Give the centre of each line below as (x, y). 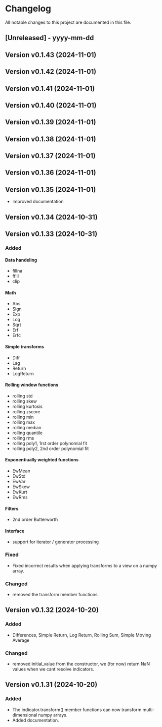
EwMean (21, 471)
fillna (17, 271)
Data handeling (21, 260)
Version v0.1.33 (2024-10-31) (51, 234)
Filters (12, 508)
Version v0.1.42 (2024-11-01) (51, 72)
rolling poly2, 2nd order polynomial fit (50, 448)
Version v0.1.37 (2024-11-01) (50, 156)
